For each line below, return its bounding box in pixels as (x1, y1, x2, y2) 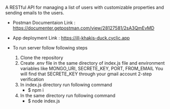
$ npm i (27, 87, 44, 93)
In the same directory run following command (20, 93, 116, 98)
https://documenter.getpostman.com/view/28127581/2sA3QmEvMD (12, 25, 155, 31)
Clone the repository (20, 54, 63, 61)
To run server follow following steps (12, 45, 88, 50)
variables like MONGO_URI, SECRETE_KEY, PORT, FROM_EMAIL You (20, 66, 163, 71)
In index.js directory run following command (20, 81, 113, 88)
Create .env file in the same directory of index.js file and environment (20, 60, 165, 66)
